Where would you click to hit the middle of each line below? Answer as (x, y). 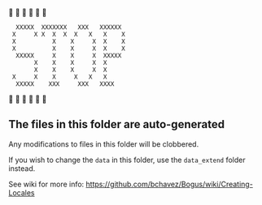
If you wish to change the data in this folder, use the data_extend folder (127, 160)
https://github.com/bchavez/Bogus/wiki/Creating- (170, 184)
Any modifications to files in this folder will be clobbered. (104, 144)
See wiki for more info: (46, 184)
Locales (22, 192)
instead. (22, 168)
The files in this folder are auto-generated (117, 124)
